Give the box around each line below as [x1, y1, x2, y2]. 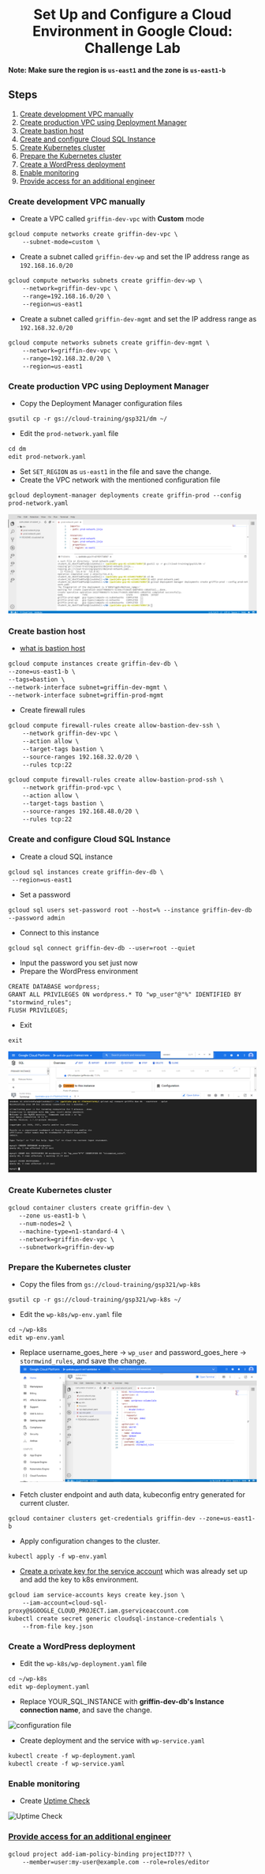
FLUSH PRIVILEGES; [8, 1006, 69, 1014]
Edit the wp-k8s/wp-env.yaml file [19, 1309, 122, 1319]
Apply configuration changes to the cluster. [19, 1536, 160, 1545]
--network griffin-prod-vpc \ [22, 784, 122, 792]
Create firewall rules [19, 706, 85, 715]
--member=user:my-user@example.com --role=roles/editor [22, 1858, 211, 1866]
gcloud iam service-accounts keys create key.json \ [8, 1590, 185, 1599]
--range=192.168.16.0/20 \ [22, 292, 111, 301]
